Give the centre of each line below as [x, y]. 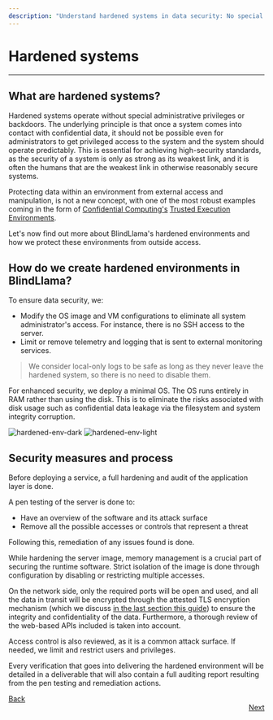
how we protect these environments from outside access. [105, 242]
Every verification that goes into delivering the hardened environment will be [136, 665]
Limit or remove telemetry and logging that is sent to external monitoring [141, 342]
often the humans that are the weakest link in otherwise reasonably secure [133, 168]
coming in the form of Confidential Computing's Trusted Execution [119, 209]
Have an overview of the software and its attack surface [114, 518]
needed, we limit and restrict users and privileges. [92, 650]
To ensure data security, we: [56, 300]
